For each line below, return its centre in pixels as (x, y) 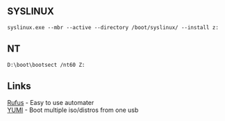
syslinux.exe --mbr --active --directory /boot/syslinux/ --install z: (113, 27)
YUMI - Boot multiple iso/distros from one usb (73, 110)
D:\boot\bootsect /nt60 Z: (46, 65)
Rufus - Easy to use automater (51, 103)
